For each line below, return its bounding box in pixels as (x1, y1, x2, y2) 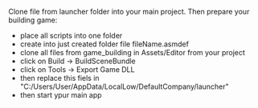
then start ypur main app (19, 90, 102, 99)
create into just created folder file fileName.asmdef (19, 39, 189, 49)
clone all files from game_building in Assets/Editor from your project (19, 48, 245, 57)
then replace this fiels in (19, 74, 100, 82)
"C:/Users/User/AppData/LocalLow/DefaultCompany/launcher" (19, 82, 229, 91)
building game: (8, 15, 58, 25)
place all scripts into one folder (19, 31, 123, 40)
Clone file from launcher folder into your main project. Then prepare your (8, 7, 250, 16)
